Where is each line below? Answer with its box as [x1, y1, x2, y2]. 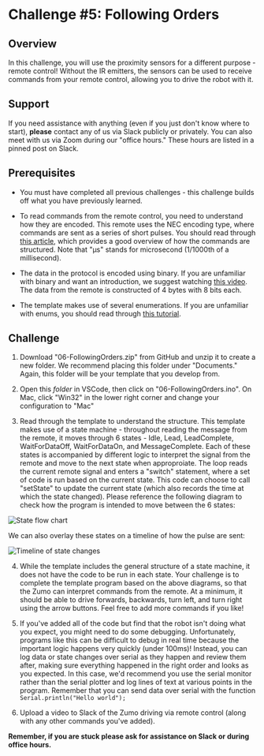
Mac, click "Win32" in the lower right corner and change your [19, 393, 219, 402]
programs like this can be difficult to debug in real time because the [19, 635, 240, 645]
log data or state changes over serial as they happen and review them [19, 653, 247, 662]
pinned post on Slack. [8, 144, 79, 153]
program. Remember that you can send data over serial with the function [19, 686, 256, 695]
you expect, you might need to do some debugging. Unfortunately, [19, 627, 236, 637]
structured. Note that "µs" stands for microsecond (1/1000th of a [19, 245, 229, 254]
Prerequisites [8, 167, 76, 180]
